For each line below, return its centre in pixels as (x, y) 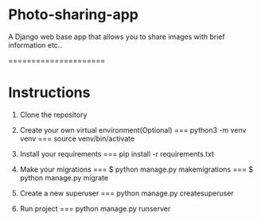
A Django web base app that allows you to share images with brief (117, 37)
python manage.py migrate (64, 177)
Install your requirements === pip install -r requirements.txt (117, 153)
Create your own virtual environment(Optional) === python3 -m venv (133, 130)
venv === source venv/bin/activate (77, 138)
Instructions (49, 93)
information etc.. (35, 45)
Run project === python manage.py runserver (95, 208)
